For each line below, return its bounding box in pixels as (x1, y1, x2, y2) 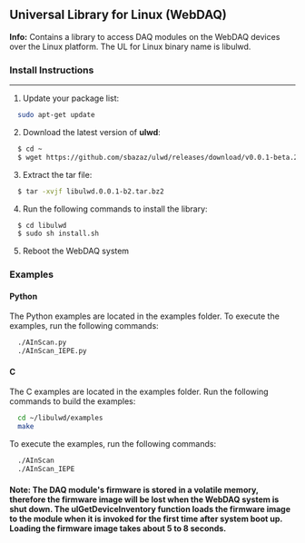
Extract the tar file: (22, 169, 93, 180)
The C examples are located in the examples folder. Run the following (9, 386, 270, 398)
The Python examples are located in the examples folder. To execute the (9, 311, 280, 321)
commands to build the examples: (9, 396, 136, 407)
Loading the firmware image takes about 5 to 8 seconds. (9, 522, 227, 534)
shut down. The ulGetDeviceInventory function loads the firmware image (9, 503, 291, 514)
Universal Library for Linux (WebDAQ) (9, 7, 227, 23)
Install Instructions (9, 64, 94, 76)
